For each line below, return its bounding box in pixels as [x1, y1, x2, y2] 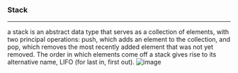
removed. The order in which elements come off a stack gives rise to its [7, 50, 217, 59]
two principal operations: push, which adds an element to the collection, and [7, 35, 231, 44]
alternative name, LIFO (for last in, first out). [7, 58, 135, 67]
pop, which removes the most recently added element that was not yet [7, 43, 214, 51]
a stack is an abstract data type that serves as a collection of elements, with [7, 28, 229, 36]
